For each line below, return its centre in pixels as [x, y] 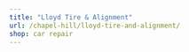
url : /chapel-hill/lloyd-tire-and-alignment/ [94, 26]
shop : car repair [41, 33]
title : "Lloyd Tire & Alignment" [71, 17]
